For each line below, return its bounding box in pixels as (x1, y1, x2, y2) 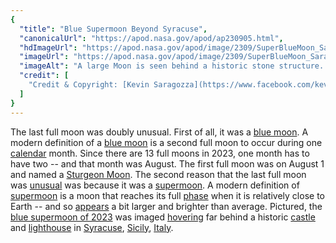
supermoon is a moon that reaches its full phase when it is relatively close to (10, 189, 325, 201)
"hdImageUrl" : (19, 42, 78, 53)
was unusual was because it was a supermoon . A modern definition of (10, 179, 300, 191)
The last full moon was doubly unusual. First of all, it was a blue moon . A (10, 126, 309, 138)
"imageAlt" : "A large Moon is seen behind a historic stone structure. (19, 61, 325, 71)
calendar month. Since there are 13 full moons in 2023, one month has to (10, 147, 310, 159)
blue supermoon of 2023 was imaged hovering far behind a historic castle (10, 211, 316, 223)
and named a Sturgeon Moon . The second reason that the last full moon (10, 168, 307, 180)
